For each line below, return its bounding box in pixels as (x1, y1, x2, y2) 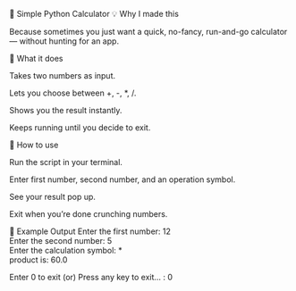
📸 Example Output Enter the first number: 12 (9, 226, 172, 237)
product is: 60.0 (9, 254, 68, 265)
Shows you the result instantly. (9, 105, 123, 115)
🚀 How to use (9, 139, 59, 150)
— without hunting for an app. (9, 36, 119, 46)
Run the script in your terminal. (9, 157, 123, 167)
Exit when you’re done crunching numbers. (9, 209, 168, 219)
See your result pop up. (9, 192, 97, 202)
